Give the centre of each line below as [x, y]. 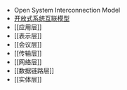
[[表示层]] [28, 36]
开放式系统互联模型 [42, 18]
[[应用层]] [28, 27]
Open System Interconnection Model [67, 10]
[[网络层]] [28, 62]
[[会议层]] [28, 44]
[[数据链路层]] [34, 70]
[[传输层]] [28, 53]
